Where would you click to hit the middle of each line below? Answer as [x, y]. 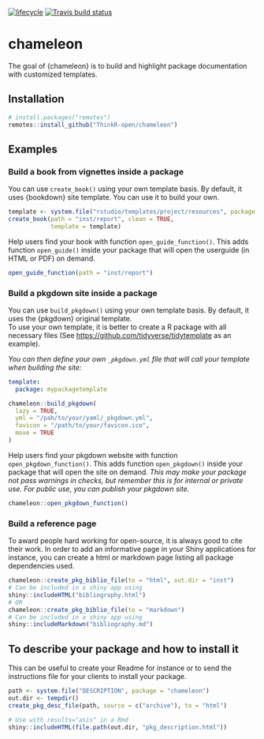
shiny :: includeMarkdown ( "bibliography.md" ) [81, 625]
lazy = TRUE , [37, 411]
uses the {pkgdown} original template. [70, 318]
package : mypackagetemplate [61, 389]
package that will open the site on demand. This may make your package [127, 472]
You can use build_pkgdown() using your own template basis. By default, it [129, 310]
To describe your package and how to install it [123, 649]
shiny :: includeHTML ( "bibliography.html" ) [77, 595]
